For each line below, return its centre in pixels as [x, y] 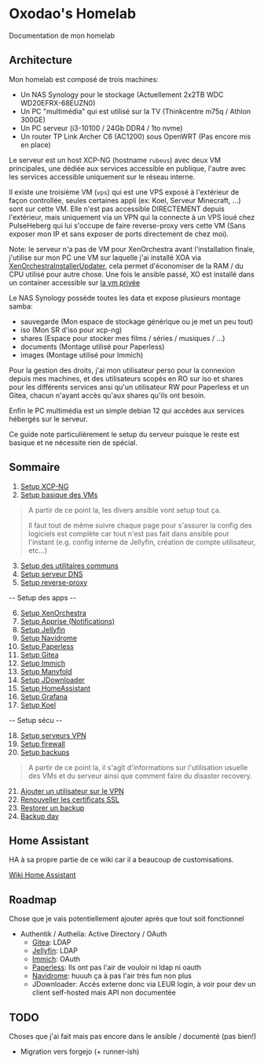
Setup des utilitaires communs [69, 565]
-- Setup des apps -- [43, 597]
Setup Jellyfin [43, 629]
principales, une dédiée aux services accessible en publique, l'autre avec [128, 168]
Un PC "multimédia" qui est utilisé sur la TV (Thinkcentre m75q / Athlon [136, 111]
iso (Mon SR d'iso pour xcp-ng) [71, 330]
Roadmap [33, 900]
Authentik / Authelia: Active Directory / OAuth [93, 934]
